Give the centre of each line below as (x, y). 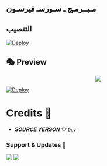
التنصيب (19, 29)
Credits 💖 (29, 113)
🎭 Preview (26, 62)
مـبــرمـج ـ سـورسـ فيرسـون (51, 9)
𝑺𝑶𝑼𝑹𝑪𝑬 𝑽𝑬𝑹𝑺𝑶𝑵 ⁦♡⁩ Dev (45, 129)
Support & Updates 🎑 (36, 144)
